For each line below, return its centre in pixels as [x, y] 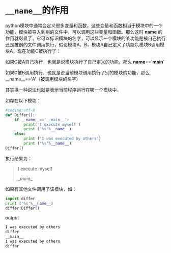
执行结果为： [19, 158]
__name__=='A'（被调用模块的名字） [43, 79]
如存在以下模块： [23, 100]
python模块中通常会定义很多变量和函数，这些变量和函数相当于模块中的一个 [84, 25]
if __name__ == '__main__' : [42, 120]
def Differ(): [20, 115]
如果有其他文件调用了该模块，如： [41, 189]
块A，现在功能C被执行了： [33, 51]
